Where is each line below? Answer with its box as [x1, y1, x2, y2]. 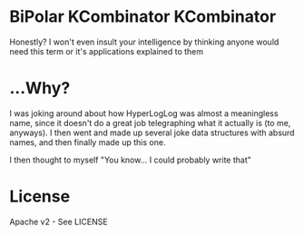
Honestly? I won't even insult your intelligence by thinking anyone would [9, 36, 279, 47]
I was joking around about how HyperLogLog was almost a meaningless [9, 107, 279, 119]
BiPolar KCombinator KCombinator [9, 6, 277, 27]
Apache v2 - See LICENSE [9, 216, 108, 227]
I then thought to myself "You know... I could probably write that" [9, 154, 252, 165]
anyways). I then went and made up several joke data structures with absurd [9, 127, 295, 138]
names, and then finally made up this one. [9, 136, 166, 147]
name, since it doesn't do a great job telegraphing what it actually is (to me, [9, 117, 291, 128]
